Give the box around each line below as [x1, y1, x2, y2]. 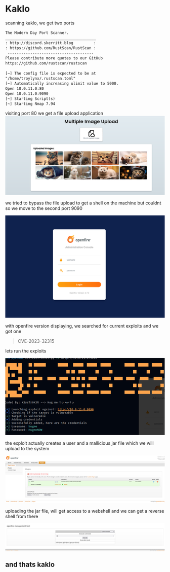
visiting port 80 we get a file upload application [5, 110, 104, 116]
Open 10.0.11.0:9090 [5, 91, 49, 96]
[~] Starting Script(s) [5, 96, 56, 101]
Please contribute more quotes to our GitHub [5, 55, 103, 61]
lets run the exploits [5, 348, 47, 354]
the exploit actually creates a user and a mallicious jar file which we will [5, 440, 154, 446]
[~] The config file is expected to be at [5, 70, 96, 76]
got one [5, 328, 22, 334]
